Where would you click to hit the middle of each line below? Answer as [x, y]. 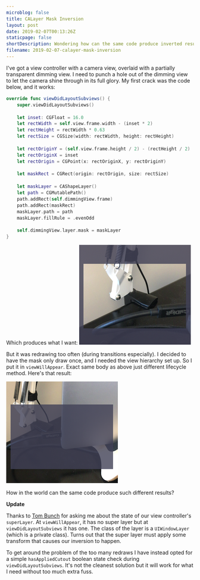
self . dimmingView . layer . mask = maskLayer [69, 230]
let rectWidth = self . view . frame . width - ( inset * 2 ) [85, 124]
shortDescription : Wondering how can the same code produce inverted [94, 44]
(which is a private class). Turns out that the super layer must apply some [96, 535]
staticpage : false [29, 38]
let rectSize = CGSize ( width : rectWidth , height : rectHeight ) [96, 136]
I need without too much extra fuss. [50, 571]
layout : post [22, 25]
